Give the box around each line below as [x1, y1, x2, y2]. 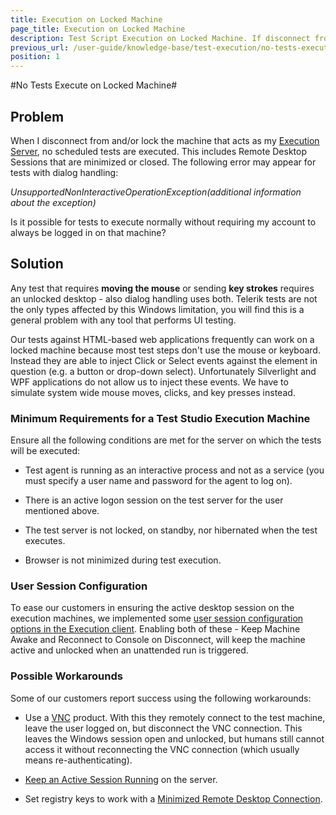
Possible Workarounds [10, 669, 123, 683]
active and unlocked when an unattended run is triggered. [10, 644, 249, 656]
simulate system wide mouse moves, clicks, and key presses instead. [10, 386, 296, 398]
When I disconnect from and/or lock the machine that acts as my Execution [10, 134, 320, 146]
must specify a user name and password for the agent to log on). [24, 475, 293, 487]
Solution [10, 256, 64, 273]
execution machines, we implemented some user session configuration [10, 612, 304, 625]
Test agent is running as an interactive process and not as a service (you [24, 464, 325, 476]
